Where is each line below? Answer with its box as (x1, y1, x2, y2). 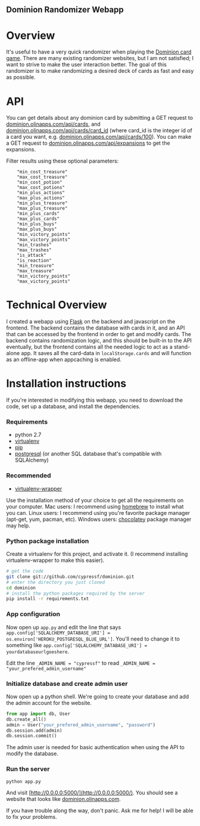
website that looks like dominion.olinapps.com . (6, 796, 121, 803)
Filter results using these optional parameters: (6, 157, 119, 164)
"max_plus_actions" (17, 195, 65, 201)
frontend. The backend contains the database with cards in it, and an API (6, 324, 185, 331)
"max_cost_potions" (17, 185, 65, 191)
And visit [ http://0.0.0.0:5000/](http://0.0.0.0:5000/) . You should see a (6, 789, 178, 796)
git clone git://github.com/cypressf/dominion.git (6, 573, 135, 580)
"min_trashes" (17, 242, 52, 248)
